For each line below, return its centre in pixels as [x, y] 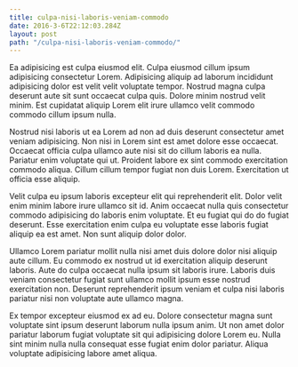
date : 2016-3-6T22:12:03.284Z [65, 26]
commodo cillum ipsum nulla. [63, 115]
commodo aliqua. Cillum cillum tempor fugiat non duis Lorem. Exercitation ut [149, 170]
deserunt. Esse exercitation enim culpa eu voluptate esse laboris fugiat [139, 225]
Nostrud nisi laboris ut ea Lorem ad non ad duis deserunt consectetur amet [147, 132]
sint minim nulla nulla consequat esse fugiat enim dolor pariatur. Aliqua [139, 344]
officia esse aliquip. [45, 180]
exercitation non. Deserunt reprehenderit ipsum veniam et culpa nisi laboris [147, 289]
